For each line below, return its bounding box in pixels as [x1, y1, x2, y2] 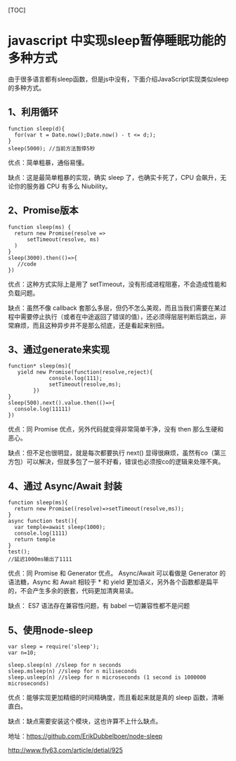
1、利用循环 [8, 106, 59, 118]
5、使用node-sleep [8, 624, 93, 636]
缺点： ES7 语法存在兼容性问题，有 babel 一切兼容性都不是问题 [8, 601, 190, 610]
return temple [14, 536, 55, 543]
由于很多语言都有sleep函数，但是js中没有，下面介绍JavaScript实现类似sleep [8, 74, 229, 83]
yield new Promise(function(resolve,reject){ [17, 369, 153, 376]
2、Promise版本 [8, 204, 79, 216]
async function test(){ [8, 518, 78, 525]
